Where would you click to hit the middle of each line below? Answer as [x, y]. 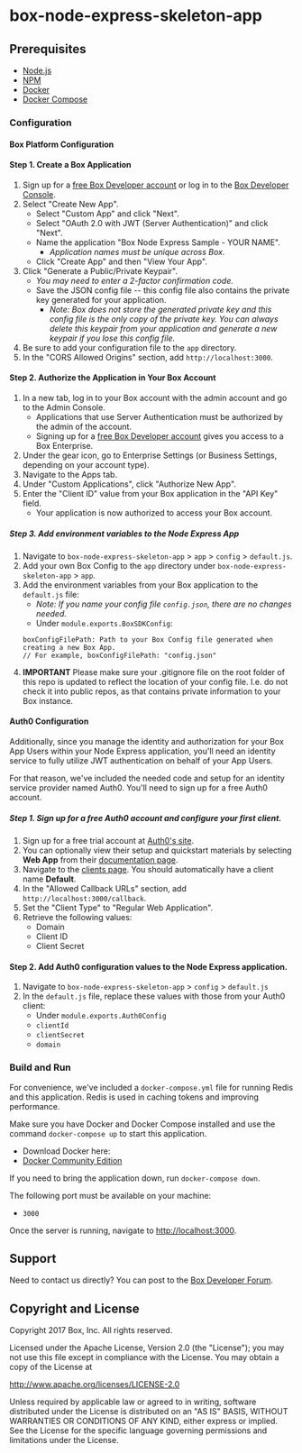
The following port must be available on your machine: [110, 1195]
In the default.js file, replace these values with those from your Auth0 [154, 996]
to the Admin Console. [64, 407]
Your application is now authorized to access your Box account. [154, 512]
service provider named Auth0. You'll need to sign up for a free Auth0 [139, 788]
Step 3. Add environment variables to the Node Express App [124, 534]
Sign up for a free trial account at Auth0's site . [108, 841]
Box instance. [48, 700]
